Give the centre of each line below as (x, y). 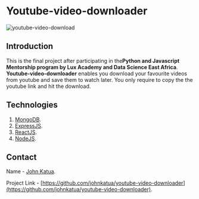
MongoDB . (28, 119)
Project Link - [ (24, 183)
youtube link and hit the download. (49, 86)
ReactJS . (26, 132)
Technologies (32, 105)
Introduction (30, 46)
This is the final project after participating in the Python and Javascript (93, 60)
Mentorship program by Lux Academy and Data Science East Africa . (92, 67)
